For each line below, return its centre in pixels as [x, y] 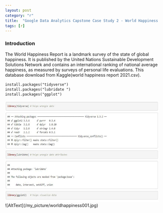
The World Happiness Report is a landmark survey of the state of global [77, 54]
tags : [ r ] [15, 26]
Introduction [20, 43]
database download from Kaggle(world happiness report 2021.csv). [73, 75]
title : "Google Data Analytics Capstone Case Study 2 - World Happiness [82, 21]
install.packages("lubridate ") [38, 89]
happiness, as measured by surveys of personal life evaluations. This [74, 70]
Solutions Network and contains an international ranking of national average [81, 64]
